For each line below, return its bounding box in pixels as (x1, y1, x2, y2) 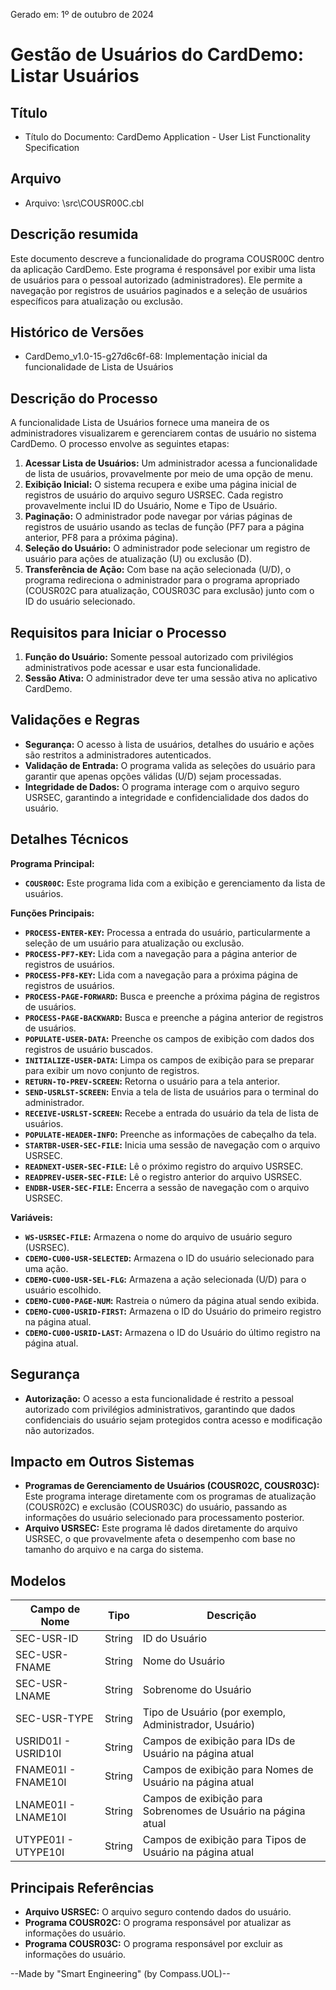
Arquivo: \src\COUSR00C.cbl (24, 197, 145, 209)
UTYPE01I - (15, 1833, 74, 1847)
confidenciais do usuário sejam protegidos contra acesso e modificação (24, 1414, 323, 1426)
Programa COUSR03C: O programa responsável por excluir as (24, 1937, 283, 1949)
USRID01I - (15, 1734, 72, 1748)
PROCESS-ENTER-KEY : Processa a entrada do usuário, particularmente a (24, 926, 311, 938)
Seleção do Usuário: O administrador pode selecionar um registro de (24, 542, 311, 554)
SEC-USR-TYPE (15, 1712, 94, 1726)
